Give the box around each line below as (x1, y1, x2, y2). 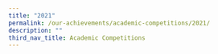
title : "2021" (8, 11, 56, 20)
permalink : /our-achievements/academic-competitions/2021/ (8, 19, 211, 27)
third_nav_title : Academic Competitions (8, 33, 146, 42)
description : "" (8, 26, 63, 34)
